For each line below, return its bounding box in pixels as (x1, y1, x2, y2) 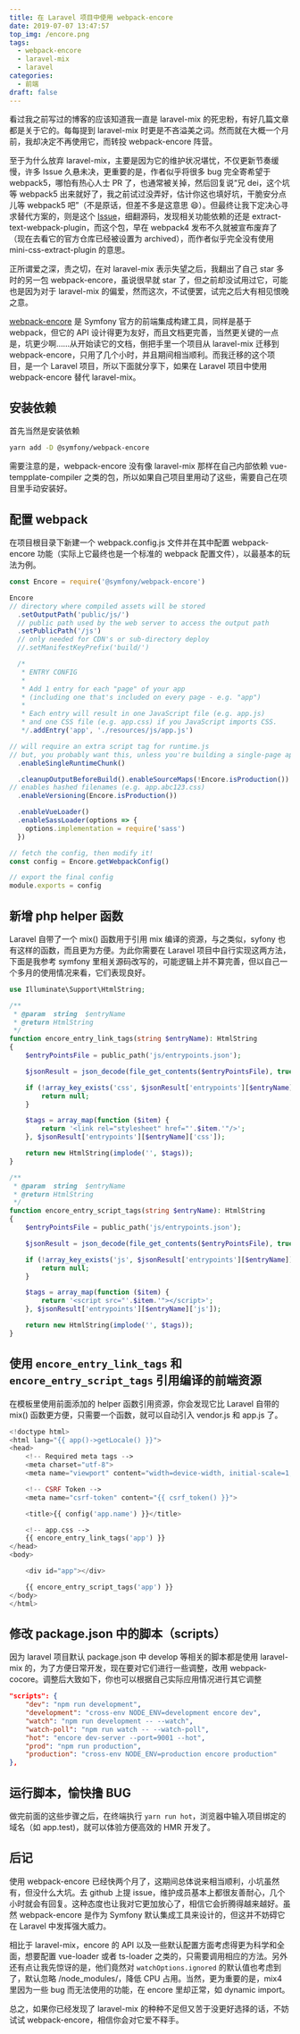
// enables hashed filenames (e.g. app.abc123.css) (9, 783, 205, 792)
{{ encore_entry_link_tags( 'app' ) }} (25, 1534, 166, 1542)
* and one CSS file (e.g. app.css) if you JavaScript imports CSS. (21, 718, 278, 727)
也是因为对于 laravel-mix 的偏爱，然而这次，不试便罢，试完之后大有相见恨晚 (9, 285, 289, 296)
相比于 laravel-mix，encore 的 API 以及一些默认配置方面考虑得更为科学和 (9, 1939, 278, 1950)
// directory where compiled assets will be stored (9, 601, 205, 610)
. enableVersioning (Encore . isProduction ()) (17, 792, 178, 801)
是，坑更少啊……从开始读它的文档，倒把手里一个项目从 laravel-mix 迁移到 (9, 338, 279, 349)
